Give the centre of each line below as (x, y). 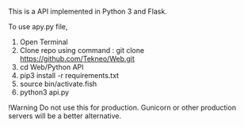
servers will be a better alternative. (65, 116)
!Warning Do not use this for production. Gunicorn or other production (122, 107)
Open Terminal (44, 42)
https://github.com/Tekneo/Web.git (77, 59)
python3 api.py (44, 92)
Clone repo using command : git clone (82, 50)
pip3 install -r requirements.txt (69, 75)
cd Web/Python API (52, 67)
